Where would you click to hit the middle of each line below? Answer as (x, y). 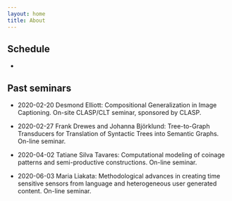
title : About (26, 20)
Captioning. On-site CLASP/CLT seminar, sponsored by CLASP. (109, 113)
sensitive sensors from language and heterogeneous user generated (117, 183)
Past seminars (39, 88)
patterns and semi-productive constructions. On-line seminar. (107, 162)
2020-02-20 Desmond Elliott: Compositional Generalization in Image (117, 105)
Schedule (29, 49)
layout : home (26, 14)
